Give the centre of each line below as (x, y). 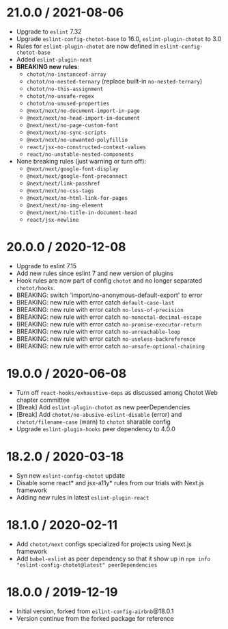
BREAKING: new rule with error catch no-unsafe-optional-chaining (111, 346)
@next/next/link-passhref (63, 183)
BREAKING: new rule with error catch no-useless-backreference (106, 338)
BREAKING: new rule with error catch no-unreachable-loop (98, 331)
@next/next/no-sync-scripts (66, 132)
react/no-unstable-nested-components (80, 154)
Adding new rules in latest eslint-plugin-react (83, 497)
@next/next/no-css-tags (60, 191)
